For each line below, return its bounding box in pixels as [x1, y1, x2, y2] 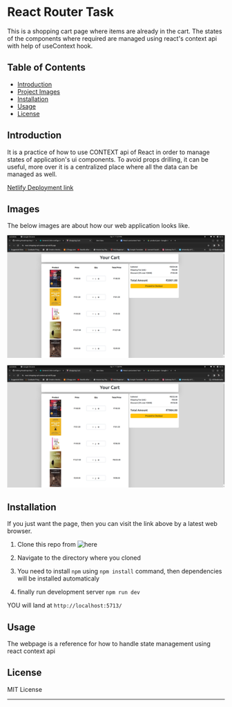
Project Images [17, 87, 61, 95]
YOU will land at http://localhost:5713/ [7, 601, 122, 610]
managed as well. [7, 170, 57, 178]
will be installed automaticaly [17, 574, 100, 583]
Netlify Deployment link [7, 183, 74, 191]
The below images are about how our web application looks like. [7, 222, 190, 230]
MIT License [7, 685, 43, 693]
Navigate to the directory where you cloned [17, 554, 142, 562]
